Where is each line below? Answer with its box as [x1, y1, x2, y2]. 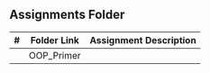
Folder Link [30, 33, 79, 46]
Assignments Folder [9, 7, 125, 23]
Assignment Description [89, 33, 196, 46]
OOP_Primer [28, 49, 81, 61]
